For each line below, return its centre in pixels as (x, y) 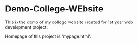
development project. (26, 27)
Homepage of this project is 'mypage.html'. (48, 36)
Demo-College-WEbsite (54, 9)
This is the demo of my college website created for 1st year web (69, 22)
